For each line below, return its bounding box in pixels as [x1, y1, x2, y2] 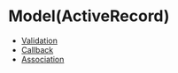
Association [20, 54, 65, 64]
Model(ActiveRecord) [8, 6, 170, 26]
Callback [20, 44, 54, 55]
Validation [20, 35, 58, 46]
